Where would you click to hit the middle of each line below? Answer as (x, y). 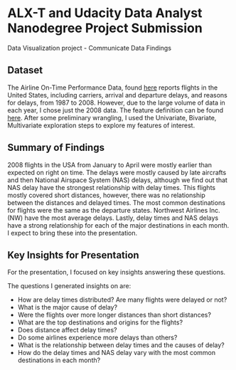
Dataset (25, 70)
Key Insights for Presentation (74, 255)
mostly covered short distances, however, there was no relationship (106, 195)
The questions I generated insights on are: (69, 286)
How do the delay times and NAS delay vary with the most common (116, 353)
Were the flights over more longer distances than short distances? (114, 315)
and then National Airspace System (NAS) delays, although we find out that (117, 180)
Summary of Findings (56, 148)
